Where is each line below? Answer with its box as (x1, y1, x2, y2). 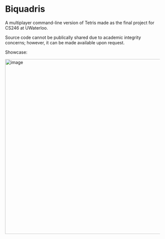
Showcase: (5, 49, 28, 55)
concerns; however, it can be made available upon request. (5, 39, 125, 45)
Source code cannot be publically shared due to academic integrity (5, 34, 141, 40)
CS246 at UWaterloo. (5, 25, 48, 30)
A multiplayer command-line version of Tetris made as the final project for (5, 20, 155, 26)
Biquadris (5, 3, 45, 15)
